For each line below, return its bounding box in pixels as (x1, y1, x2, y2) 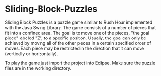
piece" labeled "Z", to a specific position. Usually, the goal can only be (5, 35, 146, 41)
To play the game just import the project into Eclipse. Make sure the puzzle (5, 60, 156, 66)
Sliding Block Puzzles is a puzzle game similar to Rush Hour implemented (5, 19, 153, 25)
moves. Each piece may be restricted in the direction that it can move (5, 45, 144, 51)
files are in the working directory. (5, 65, 72, 71)
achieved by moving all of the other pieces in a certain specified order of (5, 40, 151, 46)
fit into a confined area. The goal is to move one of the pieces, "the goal (5, 30, 150, 36)
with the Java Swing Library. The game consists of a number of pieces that (5, 24, 156, 30)
